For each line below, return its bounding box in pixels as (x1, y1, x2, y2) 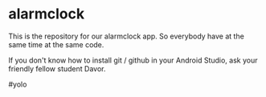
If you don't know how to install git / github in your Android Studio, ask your (8, 55, 258, 65)
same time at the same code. (8, 39, 104, 49)
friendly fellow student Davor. (8, 63, 106, 73)
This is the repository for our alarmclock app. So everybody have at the (8, 31, 245, 41)
